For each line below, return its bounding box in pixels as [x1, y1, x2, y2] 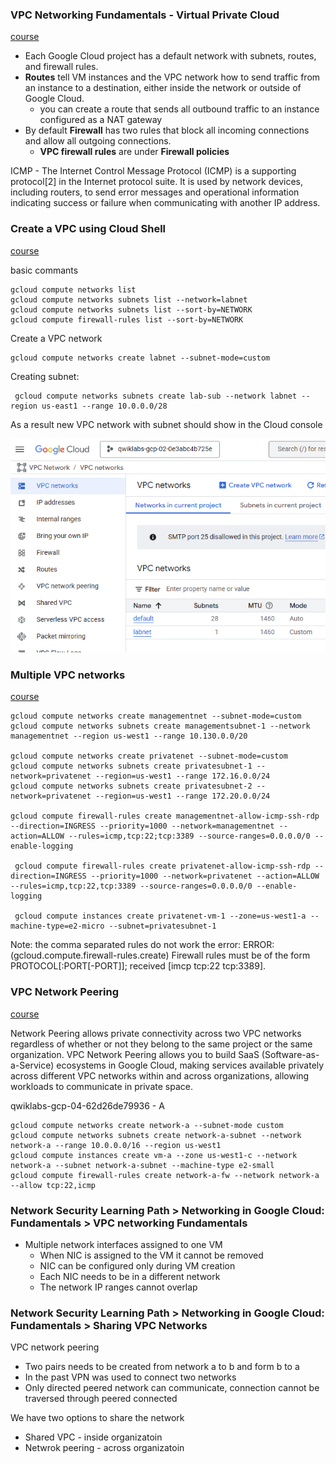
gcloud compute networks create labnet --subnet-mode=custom [10, 353, 271, 363]
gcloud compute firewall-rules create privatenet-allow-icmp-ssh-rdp [14, 861, 311, 872]
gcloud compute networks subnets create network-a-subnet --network [10, 1130, 302, 1140]
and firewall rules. [24, 61, 99, 73]
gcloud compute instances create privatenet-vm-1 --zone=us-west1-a [14, 911, 307, 922]
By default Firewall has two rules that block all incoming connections [24, 124, 310, 137]
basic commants [10, 264, 79, 276]
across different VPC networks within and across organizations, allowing [10, 1069, 310, 1082]
